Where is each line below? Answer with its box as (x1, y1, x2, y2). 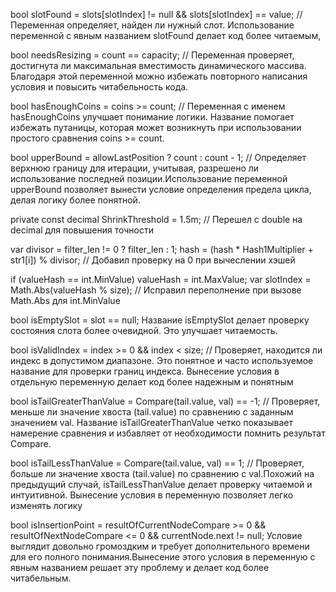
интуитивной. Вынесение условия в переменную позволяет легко (10, 489, 294, 501)
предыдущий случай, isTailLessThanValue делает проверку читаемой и (10, 479, 313, 490)
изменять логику (10, 500, 83, 511)
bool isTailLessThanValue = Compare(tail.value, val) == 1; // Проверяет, (10, 457, 305, 469)
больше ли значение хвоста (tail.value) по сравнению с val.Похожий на (10, 468, 315, 479)
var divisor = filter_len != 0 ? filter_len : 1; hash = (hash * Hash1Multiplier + (10, 244, 314, 255)
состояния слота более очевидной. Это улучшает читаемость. (10, 325, 278, 336)
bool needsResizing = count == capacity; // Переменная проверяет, (10, 49, 295, 61)
